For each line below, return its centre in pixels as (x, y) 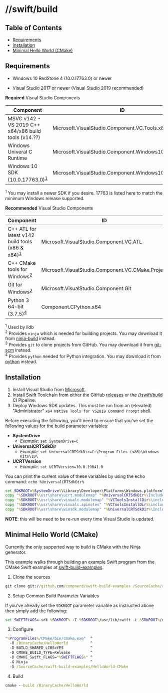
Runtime (17, 158)
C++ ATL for (22, 229)
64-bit (16, 306)
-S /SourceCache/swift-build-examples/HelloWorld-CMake (69, 666)
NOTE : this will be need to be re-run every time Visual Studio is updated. (80, 519)
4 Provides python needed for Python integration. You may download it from (83, 356)
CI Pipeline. (24, 400)
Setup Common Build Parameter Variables (55, 596)
